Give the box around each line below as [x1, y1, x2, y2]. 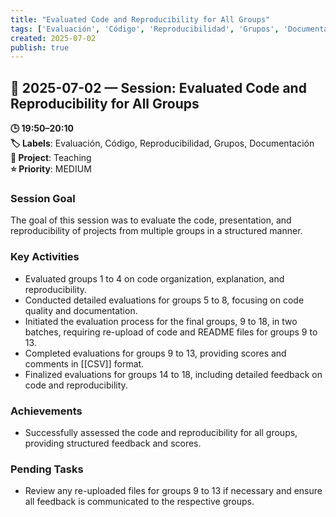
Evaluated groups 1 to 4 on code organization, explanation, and [24, 272, 285, 285]
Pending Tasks [10, 462, 84, 476]
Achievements [10, 404, 83, 418]
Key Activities [10, 250, 80, 264]
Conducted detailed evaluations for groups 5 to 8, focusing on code [24, 294, 305, 306]
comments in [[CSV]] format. [24, 357, 145, 370]
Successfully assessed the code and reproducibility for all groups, [24, 426, 298, 438]
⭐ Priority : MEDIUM [10, 163, 92, 175]
